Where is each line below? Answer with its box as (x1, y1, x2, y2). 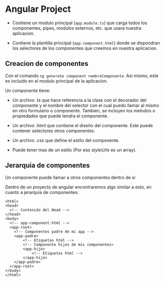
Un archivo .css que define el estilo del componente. (12, 137, 120, 143)
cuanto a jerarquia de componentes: (5, 189, 79, 195)
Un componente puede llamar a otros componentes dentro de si (5, 174, 136, 180)
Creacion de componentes (5, 59, 89, 68)
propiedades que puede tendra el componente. (12, 113, 109, 119)
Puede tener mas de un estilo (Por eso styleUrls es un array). (12, 147, 137, 153)
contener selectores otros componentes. (12, 128, 95, 134)
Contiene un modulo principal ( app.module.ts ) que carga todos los (12, 20, 147, 26)
